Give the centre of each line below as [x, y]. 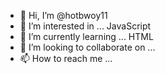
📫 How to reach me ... [66, 58]
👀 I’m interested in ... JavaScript [85, 26]
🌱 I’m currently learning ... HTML [86, 36]
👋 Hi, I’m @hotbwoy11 [63, 15]
